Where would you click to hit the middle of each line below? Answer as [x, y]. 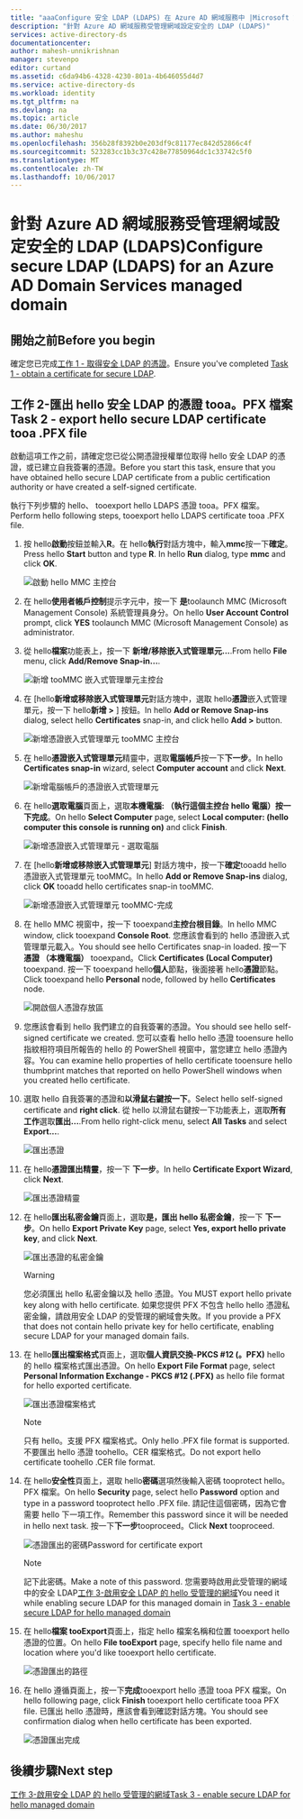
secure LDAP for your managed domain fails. [106, 1336]
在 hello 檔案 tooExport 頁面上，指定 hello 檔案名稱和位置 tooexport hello [156, 1632]
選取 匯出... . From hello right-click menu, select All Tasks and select [163, 1121]
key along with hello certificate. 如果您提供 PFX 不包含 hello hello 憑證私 [156, 1305]
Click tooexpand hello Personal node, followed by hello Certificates [149, 980]
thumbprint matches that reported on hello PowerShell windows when [152, 1071]
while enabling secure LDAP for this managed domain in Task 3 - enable [156, 1603]
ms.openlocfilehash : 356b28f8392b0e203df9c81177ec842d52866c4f [131, 143]
